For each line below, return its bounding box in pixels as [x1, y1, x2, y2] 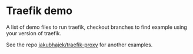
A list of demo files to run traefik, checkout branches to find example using [6, 23, 187, 31]
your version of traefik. [6, 29, 62, 36]
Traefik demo [6, 4, 72, 18]
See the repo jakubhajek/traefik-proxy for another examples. [6, 41, 153, 48]
